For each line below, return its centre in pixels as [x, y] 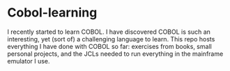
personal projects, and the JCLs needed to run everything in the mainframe [115, 54]
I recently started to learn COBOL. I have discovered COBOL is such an [109, 32]
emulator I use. [29, 61]
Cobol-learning [52, 13]
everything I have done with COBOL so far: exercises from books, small [110, 46]
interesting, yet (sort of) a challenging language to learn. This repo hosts [111, 39]
